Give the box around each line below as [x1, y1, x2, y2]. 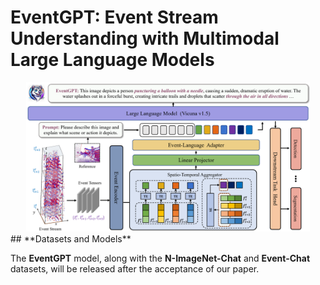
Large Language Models [10, 49, 215, 71]
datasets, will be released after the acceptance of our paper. [10, 263, 260, 275]
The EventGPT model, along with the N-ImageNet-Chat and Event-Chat [10, 252, 311, 265]
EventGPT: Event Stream [10, 6, 219, 29]
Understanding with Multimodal [10, 27, 280, 50]
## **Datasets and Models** [10, 233, 132, 245]
